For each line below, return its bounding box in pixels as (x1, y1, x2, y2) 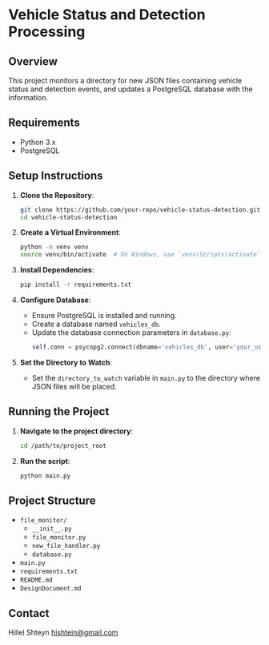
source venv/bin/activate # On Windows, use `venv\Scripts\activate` (19, 251, 261, 259)
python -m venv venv (19, 243, 89, 252)
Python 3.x (19, 137, 56, 147)
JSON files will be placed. (31, 381, 118, 391)
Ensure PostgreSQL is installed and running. (31, 311, 178, 320)
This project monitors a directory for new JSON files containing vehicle (8, 76, 243, 85)
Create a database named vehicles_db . (31, 319, 162, 329)
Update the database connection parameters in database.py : (31, 328, 231, 337)
